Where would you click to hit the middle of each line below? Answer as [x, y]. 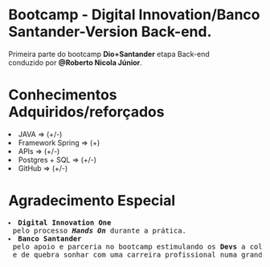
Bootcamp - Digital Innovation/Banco [134, 15]
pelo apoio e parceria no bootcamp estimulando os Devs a [129, 247]
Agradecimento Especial [92, 201]
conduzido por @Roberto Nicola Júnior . [75, 63]
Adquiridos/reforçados [86, 112]
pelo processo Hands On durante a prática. [100, 231]
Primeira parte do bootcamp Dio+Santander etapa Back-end [109, 54]
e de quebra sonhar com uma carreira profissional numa [125, 255]
